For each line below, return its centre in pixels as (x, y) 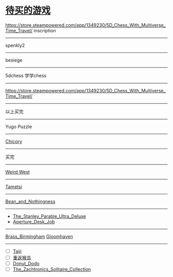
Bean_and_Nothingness (30, 201)
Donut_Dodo (26, 264)
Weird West (18, 172)
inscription (45, 30)
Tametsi (14, 187)
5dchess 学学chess (26, 76)
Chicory (14, 141)
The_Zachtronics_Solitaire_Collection (52, 269)
